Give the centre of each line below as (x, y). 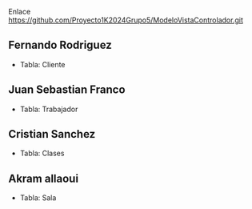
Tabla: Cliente (42, 64)
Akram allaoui (43, 178)
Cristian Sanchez (52, 134)
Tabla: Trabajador (49, 109)
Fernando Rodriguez (60, 45)
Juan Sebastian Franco (67, 90)
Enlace (20, 12)
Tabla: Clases (42, 153)
